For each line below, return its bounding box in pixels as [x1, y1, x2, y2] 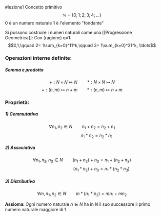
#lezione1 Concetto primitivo [5, 4, 62, 10]
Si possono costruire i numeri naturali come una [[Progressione [5, 29, 132, 35]
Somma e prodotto [5, 67, 44, 72]
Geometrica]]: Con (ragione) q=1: [5, 35, 72, 41]
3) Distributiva [5, 178, 35, 184]
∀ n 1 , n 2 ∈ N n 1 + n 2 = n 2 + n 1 [48, 123, 116, 130]
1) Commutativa [5, 111, 38, 117]
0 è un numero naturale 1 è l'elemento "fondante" [5, 20, 104, 26]
